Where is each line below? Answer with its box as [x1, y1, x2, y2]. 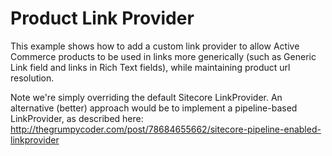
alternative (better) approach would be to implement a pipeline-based [10, 102, 298, 114]
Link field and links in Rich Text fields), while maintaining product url [10, 61, 291, 73]
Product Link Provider [10, 7, 195, 30]
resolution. [10, 72, 55, 84]
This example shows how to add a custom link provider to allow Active [10, 40, 300, 52]
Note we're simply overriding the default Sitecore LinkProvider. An [10, 91, 283, 103]
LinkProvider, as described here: [10, 112, 144, 124]
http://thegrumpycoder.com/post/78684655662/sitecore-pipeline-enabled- [10, 123, 322, 135]
